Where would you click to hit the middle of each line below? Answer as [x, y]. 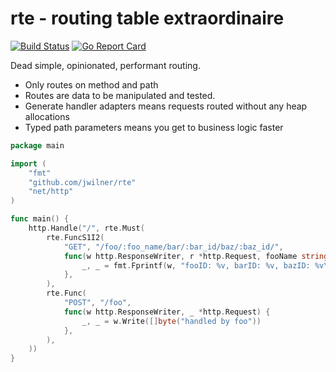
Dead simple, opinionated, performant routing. [105, 65]
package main [37, 145]
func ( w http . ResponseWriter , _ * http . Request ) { [167, 312]
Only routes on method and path [91, 84]
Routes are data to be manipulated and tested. [120, 95]
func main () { [40, 219]
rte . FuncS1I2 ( [75, 237]
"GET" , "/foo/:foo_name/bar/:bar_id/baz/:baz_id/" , [173, 247]
